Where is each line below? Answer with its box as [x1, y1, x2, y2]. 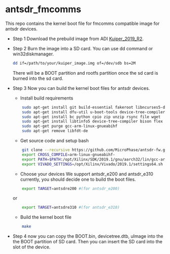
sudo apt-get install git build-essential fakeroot [22, 105, 133, 110]
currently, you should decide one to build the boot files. [20, 176, 136, 182]
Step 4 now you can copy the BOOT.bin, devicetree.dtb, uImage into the [12, 233, 163, 239]
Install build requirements [20, 95, 74, 101]
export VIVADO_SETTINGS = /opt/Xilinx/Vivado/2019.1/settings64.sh [22, 162, 163, 167]
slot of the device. [12, 244, 51, 250]
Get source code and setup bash [20, 138, 89, 144]
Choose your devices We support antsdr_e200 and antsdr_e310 [20, 171, 154, 177]
